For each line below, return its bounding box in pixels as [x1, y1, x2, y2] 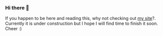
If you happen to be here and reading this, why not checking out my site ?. [5, 16, 156, 21]
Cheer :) [5, 26, 22, 32]
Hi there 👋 [5, 4, 30, 11]
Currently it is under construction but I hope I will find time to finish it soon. [5, 20, 158, 26]
